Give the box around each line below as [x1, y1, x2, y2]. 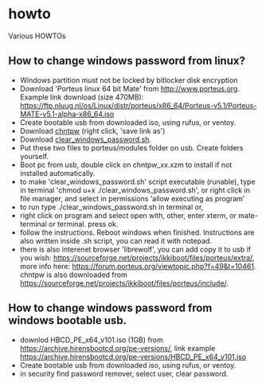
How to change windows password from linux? [8, 54, 245, 68]
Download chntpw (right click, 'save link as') [19, 126, 166, 135]
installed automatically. [19, 168, 96, 177]
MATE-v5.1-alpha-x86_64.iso [19, 109, 115, 119]
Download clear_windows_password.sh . [19, 135, 152, 144]
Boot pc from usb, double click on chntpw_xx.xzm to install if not [19, 160, 233, 170]
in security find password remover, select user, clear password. [19, 368, 229, 378]
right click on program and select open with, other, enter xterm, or [19, 210, 237, 220]
